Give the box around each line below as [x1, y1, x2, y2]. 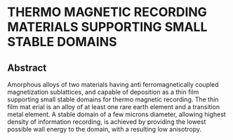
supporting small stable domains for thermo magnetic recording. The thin [7, 95, 219, 104]
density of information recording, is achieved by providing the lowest [7, 118, 206, 126]
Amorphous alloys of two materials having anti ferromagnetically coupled [7, 80, 219, 88]
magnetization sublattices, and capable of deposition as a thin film [7, 88, 199, 96]
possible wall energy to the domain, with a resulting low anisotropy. [7, 125, 202, 133]
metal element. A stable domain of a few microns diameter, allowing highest [7, 110, 226, 118]
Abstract [7, 62, 47, 73]
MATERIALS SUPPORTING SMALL [7, 19, 208, 35]
